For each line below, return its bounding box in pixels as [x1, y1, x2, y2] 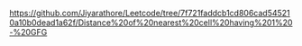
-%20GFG [9, 27, 48, 37]
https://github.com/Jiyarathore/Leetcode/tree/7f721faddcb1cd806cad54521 [9, 8, 290, 18]
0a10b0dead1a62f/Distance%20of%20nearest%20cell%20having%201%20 [9, 17, 293, 28]
